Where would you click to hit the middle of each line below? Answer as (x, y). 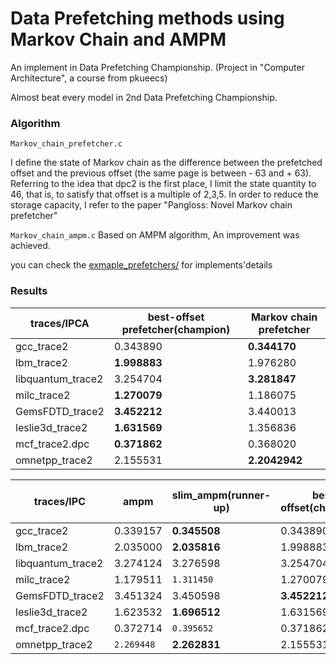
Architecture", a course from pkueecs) (89, 78)
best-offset (176, 317)
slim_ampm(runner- (221, 495)
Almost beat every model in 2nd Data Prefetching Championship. (144, 97)
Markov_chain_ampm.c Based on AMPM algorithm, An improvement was (155, 235)
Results (29, 291)
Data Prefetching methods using (147, 18)
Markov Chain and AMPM (118, 39)
